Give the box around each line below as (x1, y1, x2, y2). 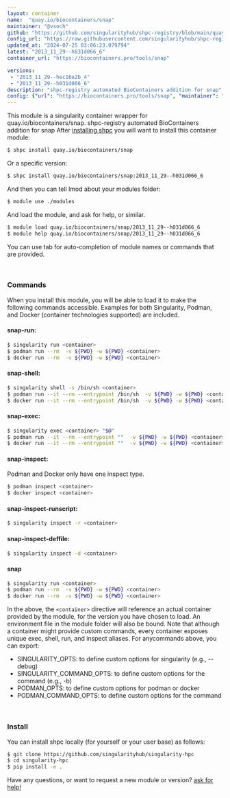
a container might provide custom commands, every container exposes (7, 627, 208, 635)
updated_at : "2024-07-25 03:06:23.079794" (7, 42, 130, 49)
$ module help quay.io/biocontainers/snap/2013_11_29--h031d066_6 (7, 230, 201, 237)
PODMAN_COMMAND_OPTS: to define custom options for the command (16, 692, 222, 700)
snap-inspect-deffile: (7, 534, 70, 543)
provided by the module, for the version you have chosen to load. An (7, 613, 201, 621)
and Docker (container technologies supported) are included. (7, 310, 180, 319)
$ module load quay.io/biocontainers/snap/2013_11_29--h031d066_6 (7, 224, 201, 231)
